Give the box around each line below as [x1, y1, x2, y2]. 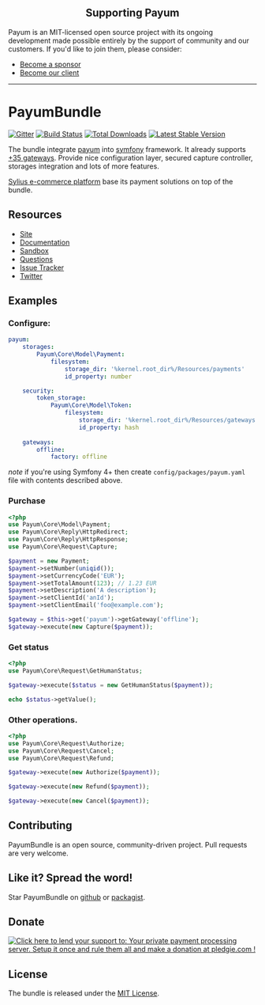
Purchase [8, 495, 46, 506]
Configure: [8, 317, 51, 328]
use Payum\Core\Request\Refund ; [8, 754, 114, 762]
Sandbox [19, 245, 49, 256]
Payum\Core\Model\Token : [50, 401, 132, 410]
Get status [8, 641, 49, 652]
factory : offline [50, 453, 108, 461]
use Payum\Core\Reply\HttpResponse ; [8, 536, 129, 544]
